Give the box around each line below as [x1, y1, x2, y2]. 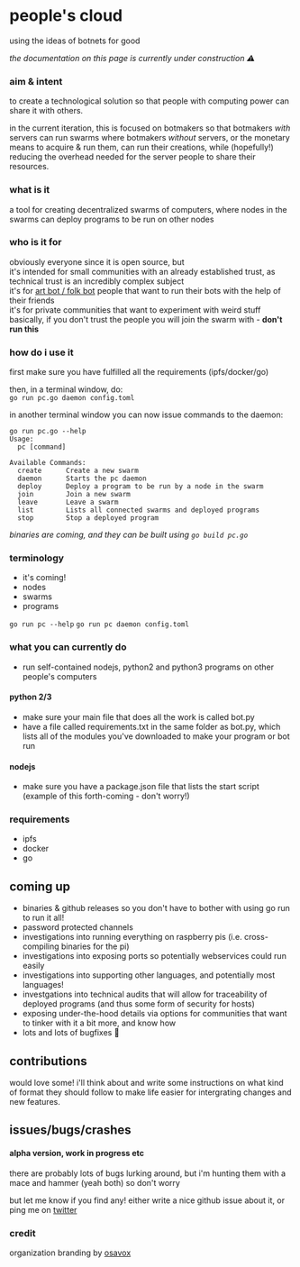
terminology [9, 551, 65, 564]
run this [9, 324, 39, 334]
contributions [9, 1053, 87, 1069]
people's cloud [9, 5, 123, 26]
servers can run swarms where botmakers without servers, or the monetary [9, 132, 290, 143]
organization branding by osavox [9, 1247, 132, 1258]
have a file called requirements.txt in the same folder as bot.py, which [22, 721, 281, 732]
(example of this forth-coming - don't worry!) [22, 790, 191, 802]
